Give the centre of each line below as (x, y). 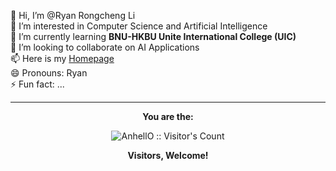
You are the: (168, 116)
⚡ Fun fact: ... (37, 84)
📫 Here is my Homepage (62, 58)
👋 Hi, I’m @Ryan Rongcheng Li (73, 15)
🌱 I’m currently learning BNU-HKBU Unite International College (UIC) (153, 36)
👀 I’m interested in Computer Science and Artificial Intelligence (139, 26)
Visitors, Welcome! (168, 155)
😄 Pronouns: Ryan (49, 73)
